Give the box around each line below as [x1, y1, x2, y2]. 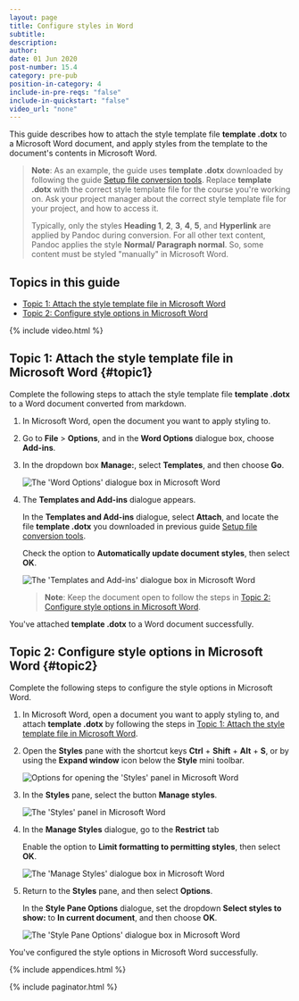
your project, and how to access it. [30, 203, 159, 214]
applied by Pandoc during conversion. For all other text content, [30, 229, 266, 241]
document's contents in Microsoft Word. [9, 148, 158, 159]
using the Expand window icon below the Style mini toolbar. [21, 755, 245, 765]
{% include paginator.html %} [9, 981, 118, 992]
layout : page [9, 13, 58, 22]
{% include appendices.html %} [9, 963, 127, 974]
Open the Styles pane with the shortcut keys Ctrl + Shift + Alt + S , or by [21, 745, 290, 755]
